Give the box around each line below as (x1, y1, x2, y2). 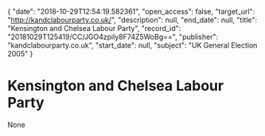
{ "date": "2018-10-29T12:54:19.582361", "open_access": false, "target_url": (7, 7, 255, 16)
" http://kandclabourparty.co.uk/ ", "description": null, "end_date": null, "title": (7, 15, 258, 25)
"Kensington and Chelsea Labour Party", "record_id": (7, 24, 181, 33)
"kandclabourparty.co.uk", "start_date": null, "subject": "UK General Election (7, 41, 258, 50)
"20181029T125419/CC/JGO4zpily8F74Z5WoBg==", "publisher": (7, 32, 219, 41)
